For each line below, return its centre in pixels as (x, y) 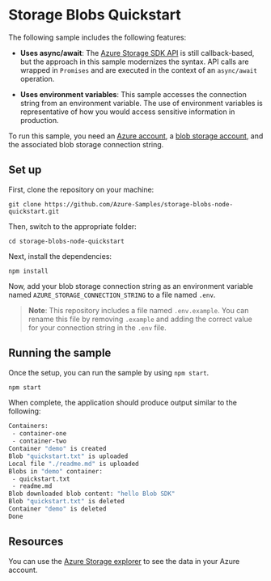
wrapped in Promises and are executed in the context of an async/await (138, 70)
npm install (28, 271)
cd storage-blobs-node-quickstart (67, 241)
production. (39, 120)
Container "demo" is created (57, 449)
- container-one (39, 434)
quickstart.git (34, 211)
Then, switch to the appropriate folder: (73, 226)
